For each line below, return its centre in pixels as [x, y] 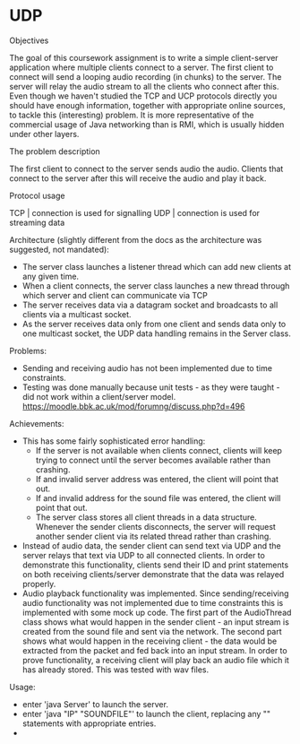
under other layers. [44, 134]
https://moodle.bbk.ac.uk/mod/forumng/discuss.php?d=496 [133, 406]
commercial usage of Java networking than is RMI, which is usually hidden [147, 124]
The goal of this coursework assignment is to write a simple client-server [144, 57]
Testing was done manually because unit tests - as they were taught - [151, 387]
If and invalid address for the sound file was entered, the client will [158, 497]
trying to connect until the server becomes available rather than [153, 460]
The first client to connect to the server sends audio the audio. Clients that [146, 169]
